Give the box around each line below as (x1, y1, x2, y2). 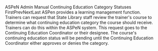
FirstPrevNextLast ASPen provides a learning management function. (5, 9, 142, 15)
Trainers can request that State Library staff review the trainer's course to (5, 15, 152, 20)
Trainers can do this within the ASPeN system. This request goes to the (5, 25, 147, 31)
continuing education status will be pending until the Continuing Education (5, 35, 154, 41)
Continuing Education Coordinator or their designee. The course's (5, 30, 137, 35)
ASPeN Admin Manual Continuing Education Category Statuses (5, 4, 132, 10)
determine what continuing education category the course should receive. (5, 19, 153, 25)
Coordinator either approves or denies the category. (5, 40, 109, 46)
